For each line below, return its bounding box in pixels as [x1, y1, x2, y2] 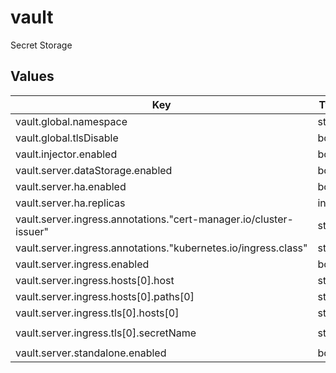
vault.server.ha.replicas [15, 196, 126, 210]
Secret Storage [10, 39, 73, 51]
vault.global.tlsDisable [15, 131, 119, 145]
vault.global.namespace [15, 114, 128, 128]
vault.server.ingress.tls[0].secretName [15, 326, 197, 340]
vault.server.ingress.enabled [15, 257, 150, 271]
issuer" [15, 224, 50, 238]
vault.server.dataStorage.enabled [15, 163, 173, 177]
